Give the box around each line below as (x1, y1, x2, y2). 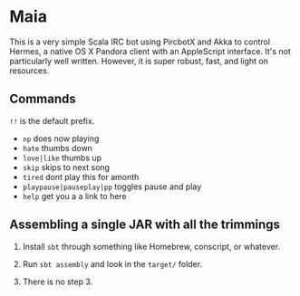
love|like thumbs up (22, 152, 102, 163)
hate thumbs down (22, 142, 93, 153)
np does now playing (22, 133, 100, 144)
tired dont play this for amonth (22, 171, 140, 182)
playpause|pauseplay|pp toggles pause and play (22, 181, 202, 192)
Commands (9, 91, 77, 107)
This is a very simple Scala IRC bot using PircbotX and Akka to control (9, 36, 270, 47)
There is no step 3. (22, 276, 93, 287)
